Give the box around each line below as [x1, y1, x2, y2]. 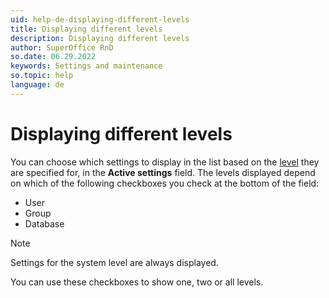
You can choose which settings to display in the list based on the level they [10, 156, 320, 168]
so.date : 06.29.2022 [10, 52, 97, 62]
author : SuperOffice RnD [10, 42, 114, 53]
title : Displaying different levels [10, 24, 163, 34]
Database [24, 217, 65, 230]
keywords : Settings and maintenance [10, 61, 163, 71]
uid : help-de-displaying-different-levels [10, 14, 190, 25]
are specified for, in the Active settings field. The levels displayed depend [10, 166, 316, 178]
